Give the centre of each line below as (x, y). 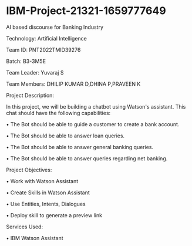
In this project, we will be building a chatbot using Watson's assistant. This (96, 106)
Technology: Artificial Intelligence (46, 38)
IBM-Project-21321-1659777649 (86, 11)
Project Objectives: (29, 170)
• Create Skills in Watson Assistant (48, 193)
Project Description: (30, 95)
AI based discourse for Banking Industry (55, 27)
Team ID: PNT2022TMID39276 (43, 50)
